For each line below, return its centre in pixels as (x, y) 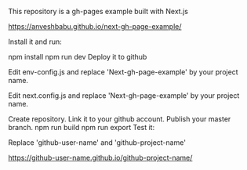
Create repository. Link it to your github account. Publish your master (120, 119)
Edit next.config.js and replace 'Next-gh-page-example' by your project (124, 96)
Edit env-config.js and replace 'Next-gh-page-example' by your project (123, 72)
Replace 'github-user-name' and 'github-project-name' (97, 143)
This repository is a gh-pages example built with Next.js (98, 11)
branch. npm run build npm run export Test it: (82, 127)
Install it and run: (35, 42)
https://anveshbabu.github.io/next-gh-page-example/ (95, 26)
